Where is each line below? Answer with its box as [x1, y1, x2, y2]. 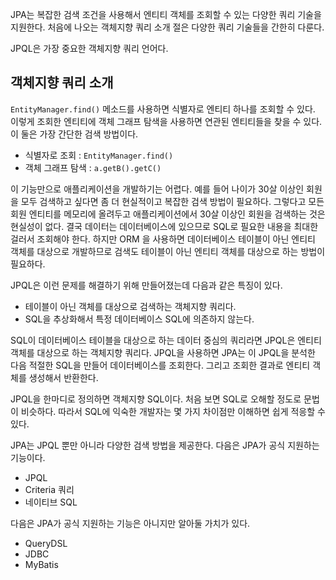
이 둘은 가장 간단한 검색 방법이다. [10, 128, 139, 140]
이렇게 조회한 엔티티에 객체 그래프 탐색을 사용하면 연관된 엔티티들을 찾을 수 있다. [10, 115, 323, 127]
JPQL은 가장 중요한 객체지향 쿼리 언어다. [10, 43, 169, 54]
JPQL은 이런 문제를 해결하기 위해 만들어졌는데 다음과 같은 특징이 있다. [10, 279, 283, 291]
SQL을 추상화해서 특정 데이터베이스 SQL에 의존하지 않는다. [24, 313, 255, 325]
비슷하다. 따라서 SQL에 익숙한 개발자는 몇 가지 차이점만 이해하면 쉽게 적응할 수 [20, 405, 326, 417]
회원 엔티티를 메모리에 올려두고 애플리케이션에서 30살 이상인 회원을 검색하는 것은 [10, 208, 326, 220]
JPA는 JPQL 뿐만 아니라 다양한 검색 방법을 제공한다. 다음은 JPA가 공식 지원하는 [10, 439, 320, 451]
